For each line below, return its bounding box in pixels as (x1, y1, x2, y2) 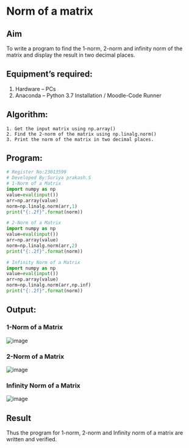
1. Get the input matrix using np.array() (6, 125, 116, 132)
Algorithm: (6, 109, 48, 120)
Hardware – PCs (15, 85, 56, 92)
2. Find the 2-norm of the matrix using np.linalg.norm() (6, 131, 157, 137)
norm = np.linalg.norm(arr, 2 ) (6, 243, 78, 249)
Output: (6, 304, 37, 315)
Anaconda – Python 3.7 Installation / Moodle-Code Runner (15, 92, 162, 99)
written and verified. (6, 436, 57, 443)
